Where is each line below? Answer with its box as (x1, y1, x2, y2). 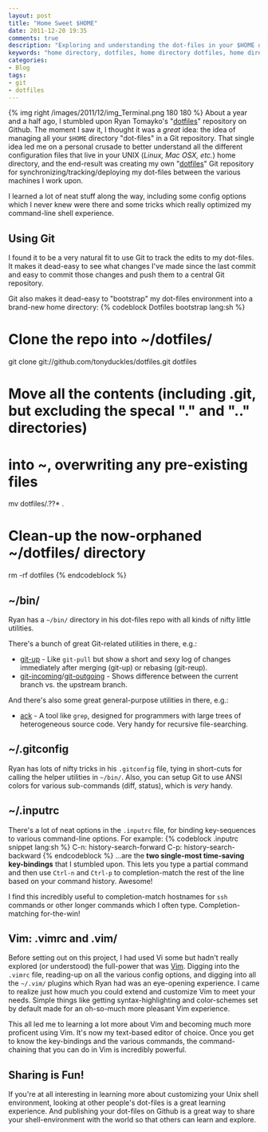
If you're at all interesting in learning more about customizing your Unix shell (8, 1090, 259, 1099)
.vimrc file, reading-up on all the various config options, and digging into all (8, 970, 257, 980)
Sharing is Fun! (8, 1068, 85, 1082)
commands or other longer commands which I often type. (8, 900, 198, 910)
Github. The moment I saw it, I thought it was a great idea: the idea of (8, 125, 236, 134)
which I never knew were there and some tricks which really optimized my (8, 200, 252, 210)
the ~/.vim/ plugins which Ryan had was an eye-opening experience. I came (8, 978, 260, 988)
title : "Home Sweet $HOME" (8, 19, 98, 27)
